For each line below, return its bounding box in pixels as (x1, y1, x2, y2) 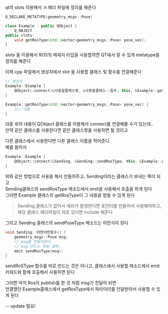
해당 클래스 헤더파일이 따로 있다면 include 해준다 (17, 209, 113, 215)
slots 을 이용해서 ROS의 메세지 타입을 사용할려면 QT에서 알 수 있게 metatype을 (5, 52, 160, 58)
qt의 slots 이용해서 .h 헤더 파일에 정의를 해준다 (5, 5, 96, 10)
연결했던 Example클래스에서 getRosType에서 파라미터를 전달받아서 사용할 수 (5, 286, 155, 292)
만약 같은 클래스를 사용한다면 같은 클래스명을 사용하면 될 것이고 (5, 127, 128, 133)
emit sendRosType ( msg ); (14, 248, 64, 254)
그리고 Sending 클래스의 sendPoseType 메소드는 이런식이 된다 (5, 220, 128, 226)
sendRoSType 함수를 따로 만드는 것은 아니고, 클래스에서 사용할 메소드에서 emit (5, 263, 160, 269)
